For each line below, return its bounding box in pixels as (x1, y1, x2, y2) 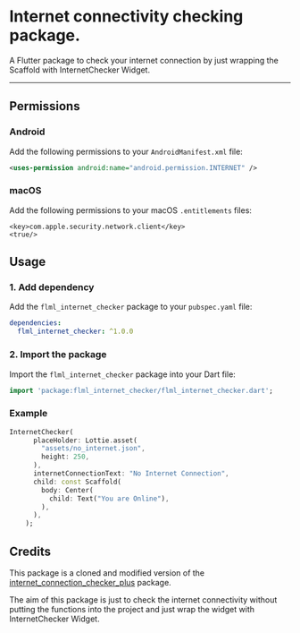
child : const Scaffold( (32, 477, 122, 486)
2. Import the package (9, 348, 107, 361)
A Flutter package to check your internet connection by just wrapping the (9, 55, 279, 65)
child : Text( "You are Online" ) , (48, 494, 170, 503)
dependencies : (9, 319, 62, 328)
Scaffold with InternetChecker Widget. (9, 64, 150, 75)
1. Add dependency (9, 281, 95, 294)
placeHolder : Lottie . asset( (32, 436, 138, 445)
